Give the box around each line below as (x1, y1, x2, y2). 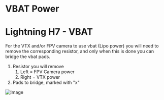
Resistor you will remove (12, 64, 64, 70)
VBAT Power (5, 3, 59, 15)
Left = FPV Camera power (20, 69, 75, 75)
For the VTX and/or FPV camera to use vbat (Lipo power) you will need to (5, 43, 159, 49)
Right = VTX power (20, 74, 60, 80)
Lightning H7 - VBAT (5, 26, 93, 38)
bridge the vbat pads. (5, 54, 51, 60)
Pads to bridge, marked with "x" (12, 79, 80, 86)
